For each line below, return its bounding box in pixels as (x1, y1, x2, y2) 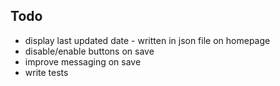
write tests (24, 66, 69, 78)
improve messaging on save (24, 55, 142, 68)
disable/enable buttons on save (24, 45, 155, 57)
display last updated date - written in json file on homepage (24, 34, 271, 46)
